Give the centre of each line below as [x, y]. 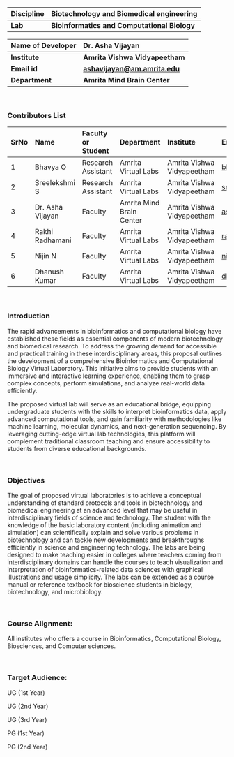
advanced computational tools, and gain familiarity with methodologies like [115, 419]
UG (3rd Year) [27, 720]
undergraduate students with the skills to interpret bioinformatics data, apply [117, 411]
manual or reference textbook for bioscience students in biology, [100, 584]
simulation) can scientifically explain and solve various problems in [103, 532]
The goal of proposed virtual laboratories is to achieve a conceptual [104, 495]
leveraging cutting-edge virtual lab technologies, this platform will [101, 434]
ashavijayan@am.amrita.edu [131, 69]
